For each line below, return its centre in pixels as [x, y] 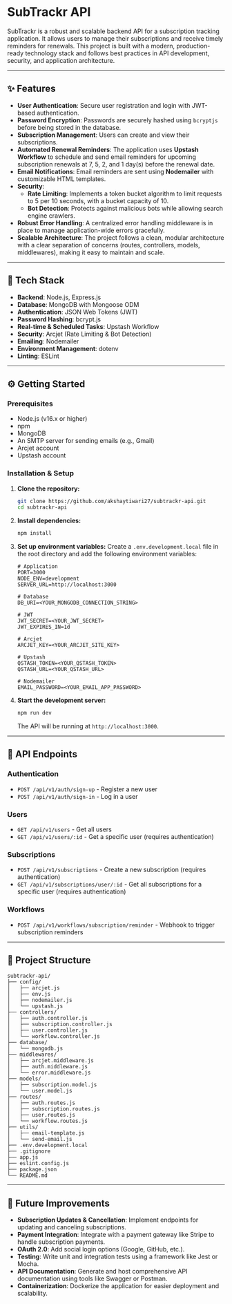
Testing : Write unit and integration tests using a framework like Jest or [117, 1257]
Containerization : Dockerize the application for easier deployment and [118, 1286]
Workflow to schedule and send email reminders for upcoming [107, 157]
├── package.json [32, 1170]
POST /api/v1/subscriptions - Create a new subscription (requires [112, 870]
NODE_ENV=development [48, 579]
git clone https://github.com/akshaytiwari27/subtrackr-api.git [112, 501]
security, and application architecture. [61, 60]
